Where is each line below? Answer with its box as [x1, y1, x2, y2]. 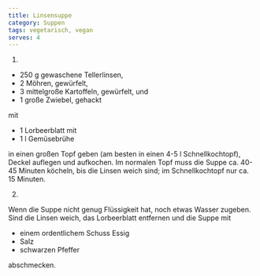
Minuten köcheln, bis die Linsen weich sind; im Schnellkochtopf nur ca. [18, 166, 250, 175]
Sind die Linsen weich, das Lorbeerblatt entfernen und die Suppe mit [8, 213, 232, 223]
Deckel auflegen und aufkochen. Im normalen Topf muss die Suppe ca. [8, 158, 239, 167]
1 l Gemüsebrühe [19, 134, 75, 144]
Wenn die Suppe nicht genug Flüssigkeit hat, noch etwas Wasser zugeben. [8, 205, 251, 215]
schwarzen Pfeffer [19, 245, 80, 255]
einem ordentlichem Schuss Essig [19, 229, 130, 238]
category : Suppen [8, 19, 65, 27]
